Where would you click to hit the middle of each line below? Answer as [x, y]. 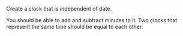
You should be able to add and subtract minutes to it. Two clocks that [92, 20]
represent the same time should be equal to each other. [75, 27]
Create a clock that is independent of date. [59, 9]
